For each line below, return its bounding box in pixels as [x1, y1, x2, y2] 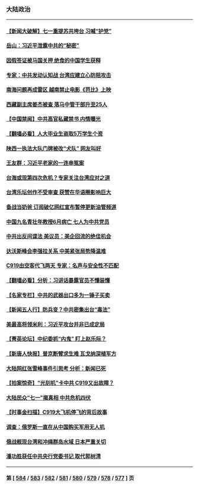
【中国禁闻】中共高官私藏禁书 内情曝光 [6, 116, 101, 123]
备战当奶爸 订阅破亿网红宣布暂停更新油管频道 [6, 203, 117, 211]
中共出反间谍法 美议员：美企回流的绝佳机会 [6, 233, 111, 240]
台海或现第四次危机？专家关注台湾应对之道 [6, 174, 110, 181]
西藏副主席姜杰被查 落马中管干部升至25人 [6, 101, 108, 108]
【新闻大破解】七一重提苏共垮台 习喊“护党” [6, 27, 112, 34]
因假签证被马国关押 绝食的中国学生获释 [6, 57, 101, 64]
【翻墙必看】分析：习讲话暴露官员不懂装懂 [6, 277, 110, 284]
